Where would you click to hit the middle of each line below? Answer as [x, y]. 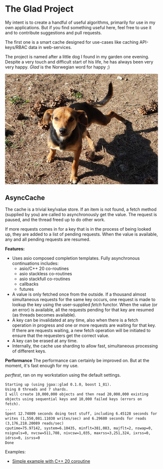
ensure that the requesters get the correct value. [61, 335]
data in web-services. [50, 47]
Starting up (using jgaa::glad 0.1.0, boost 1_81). [58, 385]
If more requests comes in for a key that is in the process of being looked [78, 229]
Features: [15, 249]
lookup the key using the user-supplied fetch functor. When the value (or [85, 305]
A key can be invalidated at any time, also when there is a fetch [75, 320]
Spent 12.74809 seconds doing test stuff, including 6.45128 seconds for [81, 414]
